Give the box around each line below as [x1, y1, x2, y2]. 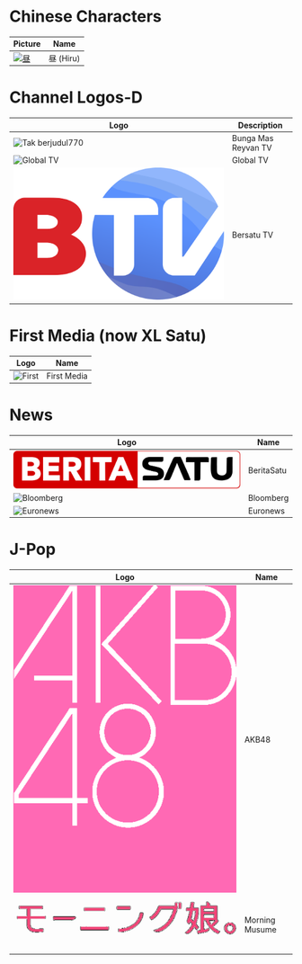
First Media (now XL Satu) [9, 326, 207, 345]
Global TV [232, 155, 269, 165]
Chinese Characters [9, 6, 162, 27]
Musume [244, 924, 277, 934]
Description [237, 120, 283, 130]
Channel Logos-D [9, 87, 144, 108]
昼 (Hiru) [48, 52, 81, 64]
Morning [244, 915, 276, 925]
